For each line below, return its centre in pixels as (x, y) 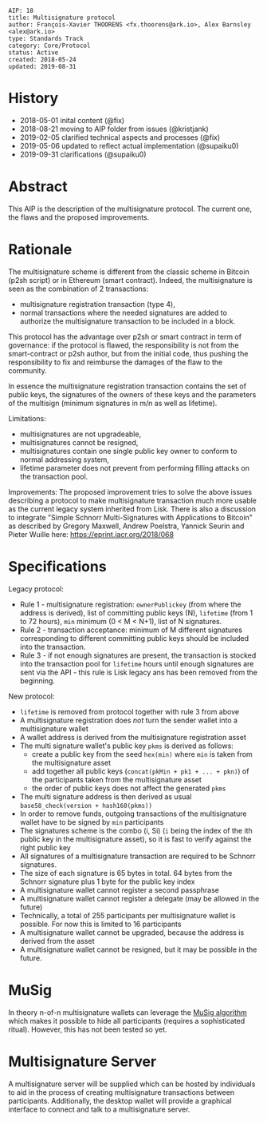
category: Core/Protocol (49, 46)
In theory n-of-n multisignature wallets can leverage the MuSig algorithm (128, 1012)
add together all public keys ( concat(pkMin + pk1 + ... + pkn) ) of (140, 771)
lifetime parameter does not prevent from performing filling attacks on (134, 467)
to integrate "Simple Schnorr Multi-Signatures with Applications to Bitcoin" (131, 517)
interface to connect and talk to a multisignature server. (99, 1109)
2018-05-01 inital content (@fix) (72, 120)
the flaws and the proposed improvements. (79, 217)
